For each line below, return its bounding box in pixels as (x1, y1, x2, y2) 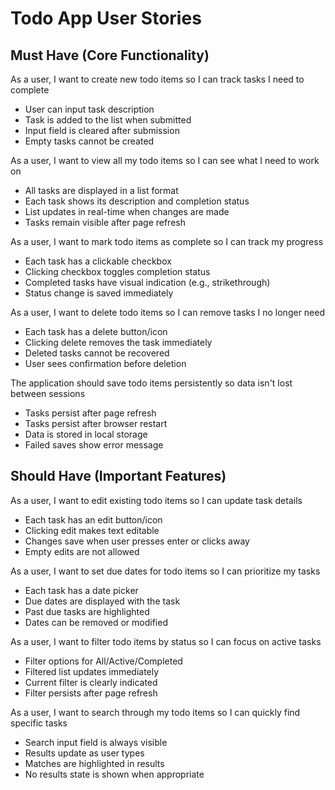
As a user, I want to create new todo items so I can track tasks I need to (10, 73, 305, 85)
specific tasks (10, 717, 68, 729)
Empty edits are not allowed (24, 545, 140, 557)
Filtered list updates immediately (24, 665, 160, 677)
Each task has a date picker (24, 584, 139, 596)
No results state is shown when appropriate (24, 768, 205, 780)
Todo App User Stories (10, 7, 202, 30)
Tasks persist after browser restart (24, 418, 168, 429)
